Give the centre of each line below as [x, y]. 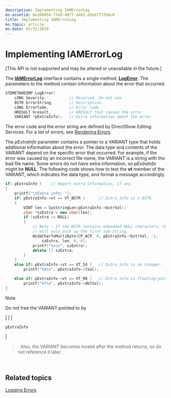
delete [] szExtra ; [53, 250]
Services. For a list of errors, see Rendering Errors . [59, 132]
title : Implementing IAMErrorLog [41, 19]
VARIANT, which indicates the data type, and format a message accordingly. [85, 175]
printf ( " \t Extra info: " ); [43, 194]
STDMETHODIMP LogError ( [31, 93]
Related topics [28, 378]
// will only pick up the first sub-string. [80, 231]
